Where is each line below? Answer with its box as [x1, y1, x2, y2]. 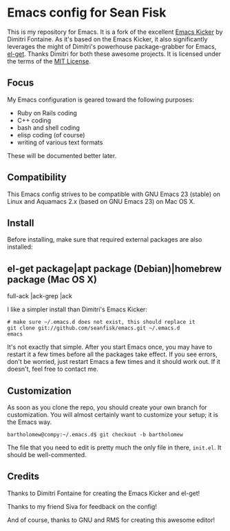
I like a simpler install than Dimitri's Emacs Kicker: [7, 305, 148, 313]
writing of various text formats [17, 138, 103, 146]
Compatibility [7, 171, 67, 184]
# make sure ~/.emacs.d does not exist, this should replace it [7, 319, 196, 326]
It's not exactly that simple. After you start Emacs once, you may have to [7, 343, 213, 351]
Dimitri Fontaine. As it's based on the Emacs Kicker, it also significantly [7, 35, 208, 43]
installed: [7, 243, 33, 251]
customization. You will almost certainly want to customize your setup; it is [7, 411, 218, 418]
